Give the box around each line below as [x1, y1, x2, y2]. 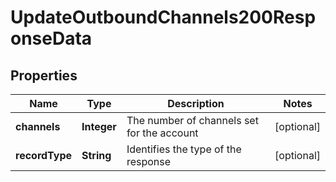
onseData [10, 27, 93, 50]
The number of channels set [126, 114, 259, 127]
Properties [10, 67, 78, 84]
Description [167, 97, 225, 110]
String [81, 149, 112, 162]
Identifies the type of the [126, 142, 242, 156]
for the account [126, 126, 199, 140]
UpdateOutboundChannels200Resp [10, 6, 317, 29]
